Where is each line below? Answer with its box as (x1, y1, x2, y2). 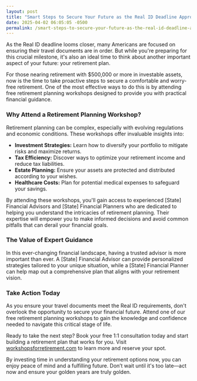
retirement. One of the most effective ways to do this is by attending (17, 83, 182, 91)
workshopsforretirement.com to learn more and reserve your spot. (6, 345, 167, 352)
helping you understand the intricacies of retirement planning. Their (6, 209, 169, 216)
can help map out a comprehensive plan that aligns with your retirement (6, 268, 180, 275)
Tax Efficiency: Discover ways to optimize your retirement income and (14, 154, 186, 161)
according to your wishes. (14, 172, 78, 179)
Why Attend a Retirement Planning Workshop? (6, 111, 142, 119)
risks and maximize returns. (14, 148, 82, 155)
